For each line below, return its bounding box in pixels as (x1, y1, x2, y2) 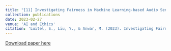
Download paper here (5, 40, 51, 46)
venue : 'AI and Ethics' (5, 21, 56, 27)
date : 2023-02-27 (5, 17, 42, 22)
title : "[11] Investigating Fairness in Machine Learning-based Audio (5, 7, 158, 13)
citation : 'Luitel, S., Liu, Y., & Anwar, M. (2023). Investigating (5, 26, 154, 31)
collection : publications (5, 12, 60, 17)
